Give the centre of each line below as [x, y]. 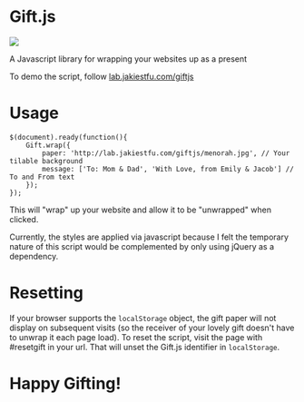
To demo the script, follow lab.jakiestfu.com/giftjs [102, 76]
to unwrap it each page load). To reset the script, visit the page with [136, 337]
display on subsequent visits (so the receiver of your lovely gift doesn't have [152, 328]
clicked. [24, 219]
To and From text [42, 177]
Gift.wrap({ [48, 145]
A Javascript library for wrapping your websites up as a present [128, 59]
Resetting [47, 293]
